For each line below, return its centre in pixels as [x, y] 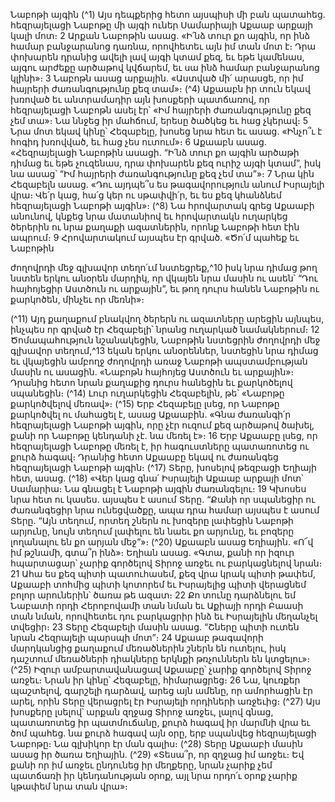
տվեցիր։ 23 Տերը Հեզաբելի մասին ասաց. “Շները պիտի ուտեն [155, 627]
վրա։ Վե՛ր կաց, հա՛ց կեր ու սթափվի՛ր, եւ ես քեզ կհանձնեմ [146, 195]
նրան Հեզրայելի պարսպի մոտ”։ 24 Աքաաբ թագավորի [137, 637]
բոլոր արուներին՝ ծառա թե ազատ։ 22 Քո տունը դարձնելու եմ [153, 595]
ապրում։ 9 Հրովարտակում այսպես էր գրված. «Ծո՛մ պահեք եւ [155, 237]
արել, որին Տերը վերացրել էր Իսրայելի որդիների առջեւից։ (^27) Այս [165, 701]
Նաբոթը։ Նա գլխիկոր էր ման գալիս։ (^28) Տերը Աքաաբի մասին [156, 743]
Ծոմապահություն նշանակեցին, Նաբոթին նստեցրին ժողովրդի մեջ [165, 340]
